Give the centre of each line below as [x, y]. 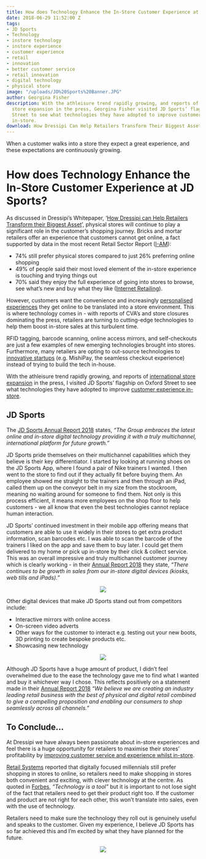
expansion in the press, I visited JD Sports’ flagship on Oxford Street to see [101, 383]
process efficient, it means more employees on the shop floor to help [93, 500]
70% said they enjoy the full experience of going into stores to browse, [105, 282]
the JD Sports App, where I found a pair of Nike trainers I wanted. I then [97, 468]
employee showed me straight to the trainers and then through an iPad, [96, 481]
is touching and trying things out [56, 275]
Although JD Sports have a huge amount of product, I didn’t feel [87, 669]
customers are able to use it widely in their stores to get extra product [94, 532]
